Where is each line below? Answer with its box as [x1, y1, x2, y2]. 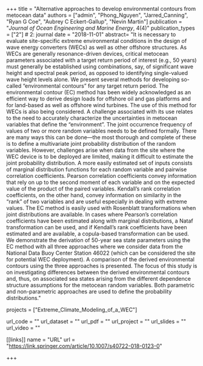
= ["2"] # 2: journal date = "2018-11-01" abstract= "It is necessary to [6, 31, 176, 38]
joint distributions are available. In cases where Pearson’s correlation [6, 211, 178, 218]
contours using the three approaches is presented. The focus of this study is [6, 263, 198, 269]
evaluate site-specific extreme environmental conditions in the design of [6, 38, 187, 44]
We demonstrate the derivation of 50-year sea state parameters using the [6, 237, 191, 244]
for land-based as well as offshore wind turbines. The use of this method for [6, 102, 197, 108]
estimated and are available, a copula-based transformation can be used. [6, 230, 189, 237]
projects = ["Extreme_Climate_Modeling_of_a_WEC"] [6, 306, 138, 313]
